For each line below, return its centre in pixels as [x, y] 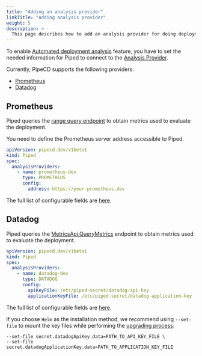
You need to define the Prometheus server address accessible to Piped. [95, 138]
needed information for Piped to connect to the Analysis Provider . [87, 58]
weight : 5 [19, 23]
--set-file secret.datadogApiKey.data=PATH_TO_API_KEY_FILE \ [86, 336]
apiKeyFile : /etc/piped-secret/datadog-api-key [88, 290]
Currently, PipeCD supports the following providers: [70, 69]
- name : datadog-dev [43, 274]
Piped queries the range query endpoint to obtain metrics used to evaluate [99, 120]
